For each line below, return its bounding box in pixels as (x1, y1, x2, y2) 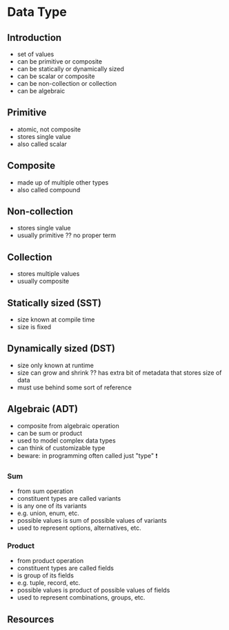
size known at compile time (17, 315, 95, 324)
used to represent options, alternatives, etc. (17, 524, 141, 532)
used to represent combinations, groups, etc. (17, 593, 146, 602)
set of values (17, 50, 54, 58)
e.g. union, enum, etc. (17, 509, 79, 517)
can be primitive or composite (17, 57, 102, 66)
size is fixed (17, 323, 52, 331)
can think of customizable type (17, 443, 106, 452)
